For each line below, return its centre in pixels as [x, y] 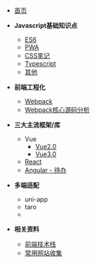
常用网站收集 [43, 253]
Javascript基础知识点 [46, 26]
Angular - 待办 [46, 170]
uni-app [36, 199]
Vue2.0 [46, 147]
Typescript [40, 64]
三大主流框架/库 [37, 125]
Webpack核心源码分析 [57, 110]
